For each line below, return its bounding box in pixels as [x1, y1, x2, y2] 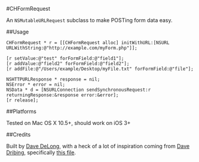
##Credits [6, 131, 31, 138]
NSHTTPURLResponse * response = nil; [6, 77, 100, 82]
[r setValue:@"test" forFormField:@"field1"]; [6, 56, 124, 62]
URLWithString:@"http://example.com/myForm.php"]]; [6, 45, 137, 51]
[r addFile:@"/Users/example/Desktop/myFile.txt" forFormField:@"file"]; [6, 66, 194, 72]
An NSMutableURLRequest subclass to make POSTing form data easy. [6, 17, 173, 23]
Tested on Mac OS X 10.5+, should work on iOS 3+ [6, 120, 131, 126]
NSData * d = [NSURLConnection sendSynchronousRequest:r [6, 87, 151, 93]
